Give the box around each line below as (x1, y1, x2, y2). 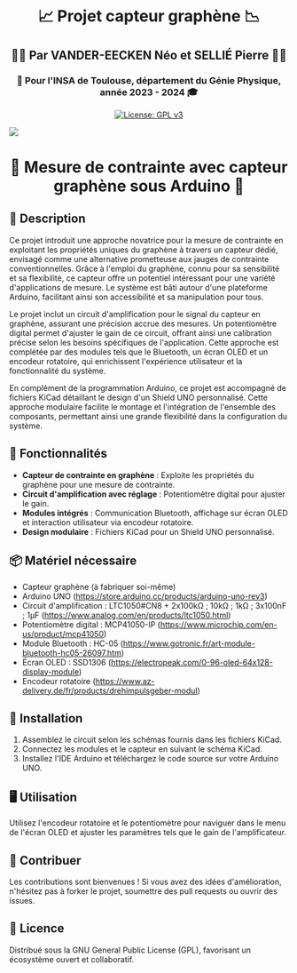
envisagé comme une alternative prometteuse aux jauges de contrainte (9, 253, 270, 264)
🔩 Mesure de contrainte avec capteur (10, 157, 288, 178)
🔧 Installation (9, 711, 83, 726)
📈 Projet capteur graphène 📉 (37, 6, 261, 27)
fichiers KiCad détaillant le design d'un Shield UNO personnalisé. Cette (9, 392, 269, 403)
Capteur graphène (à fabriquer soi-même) (21, 581, 176, 592)
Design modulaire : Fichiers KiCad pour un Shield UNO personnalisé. (21, 526, 275, 537)
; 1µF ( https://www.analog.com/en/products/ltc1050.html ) (21, 610, 231, 620)
